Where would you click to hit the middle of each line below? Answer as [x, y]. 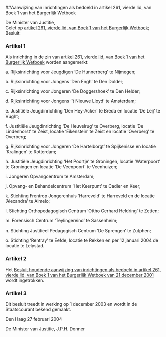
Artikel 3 [16, 293]
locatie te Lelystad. [25, 246]
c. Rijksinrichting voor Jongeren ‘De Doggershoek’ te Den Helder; [73, 91]
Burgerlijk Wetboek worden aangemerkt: [47, 62]
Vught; [12, 116]
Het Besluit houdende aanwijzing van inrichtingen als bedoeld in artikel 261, [83, 269]
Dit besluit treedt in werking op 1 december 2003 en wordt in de [71, 304]
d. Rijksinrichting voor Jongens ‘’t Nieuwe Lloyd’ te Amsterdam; [71, 101]
